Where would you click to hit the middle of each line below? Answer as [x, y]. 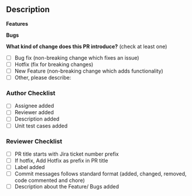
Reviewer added [34, 112]
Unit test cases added [41, 126]
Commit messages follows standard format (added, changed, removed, [100, 174]
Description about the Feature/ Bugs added [66, 187]
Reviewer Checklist [34, 141]
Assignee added [34, 106]
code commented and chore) [49, 180]
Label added [30, 167]
